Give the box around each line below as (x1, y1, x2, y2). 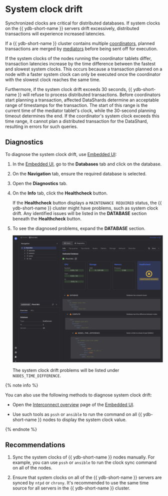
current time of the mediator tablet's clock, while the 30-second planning (5, 107, 156, 113)
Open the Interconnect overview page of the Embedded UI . (12, 401, 134, 407)
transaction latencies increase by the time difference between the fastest (5, 60, 156, 66)
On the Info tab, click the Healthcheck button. (12, 190, 108, 196)
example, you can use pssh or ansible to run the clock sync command (12, 459, 156, 465)
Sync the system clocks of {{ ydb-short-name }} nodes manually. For (12, 454, 155, 460)
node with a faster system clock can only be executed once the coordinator (5, 71, 161, 77)
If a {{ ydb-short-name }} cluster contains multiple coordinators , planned (5, 40, 155, 46)
